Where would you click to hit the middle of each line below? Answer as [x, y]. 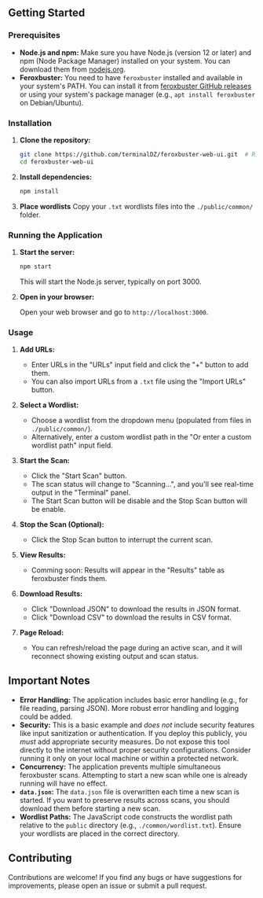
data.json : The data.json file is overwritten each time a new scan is [129, 791]
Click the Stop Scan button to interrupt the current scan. [122, 540]
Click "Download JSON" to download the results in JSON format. [136, 609]
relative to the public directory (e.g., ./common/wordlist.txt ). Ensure [130, 825]
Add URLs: [37, 350]
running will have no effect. [64, 783]
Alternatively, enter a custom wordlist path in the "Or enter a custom [141, 437]
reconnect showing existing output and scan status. [115, 657]
